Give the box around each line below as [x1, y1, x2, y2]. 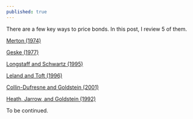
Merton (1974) [6, 37, 41, 44]
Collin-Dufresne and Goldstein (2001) [6, 84, 100, 91]
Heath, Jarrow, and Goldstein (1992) [6, 95, 96, 102]
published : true [6, 8, 47, 15]
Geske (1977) [6, 49, 39, 56]
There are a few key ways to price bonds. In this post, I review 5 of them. [6, 25, 187, 32]
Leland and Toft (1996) [6, 72, 63, 79]
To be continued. [6, 106, 48, 114]
